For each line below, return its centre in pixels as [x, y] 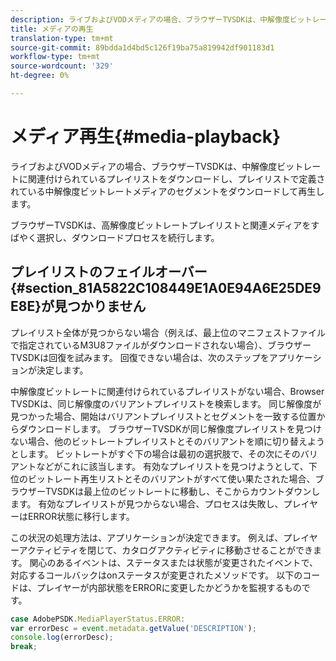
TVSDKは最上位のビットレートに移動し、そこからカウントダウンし [182, 491]
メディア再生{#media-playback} [146, 137]
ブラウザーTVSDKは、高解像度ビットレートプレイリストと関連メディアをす [165, 225]
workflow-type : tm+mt [55, 57]
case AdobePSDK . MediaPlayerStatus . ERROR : [98, 619]
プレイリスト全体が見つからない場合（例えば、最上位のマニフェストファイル [168, 332]
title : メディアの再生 [52, 29]
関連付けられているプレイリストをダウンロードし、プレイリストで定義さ [176, 178]
